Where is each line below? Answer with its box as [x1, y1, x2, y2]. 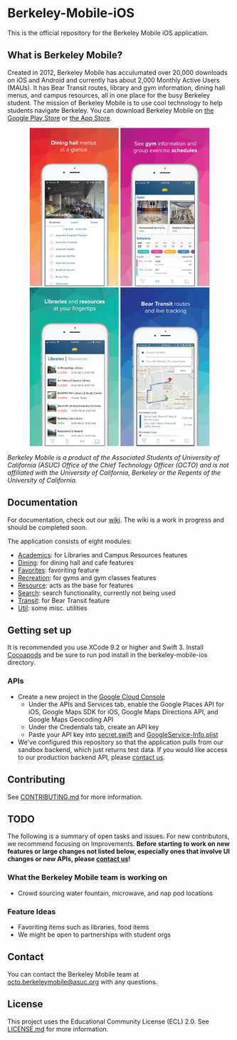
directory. [7, 658, 36, 667]
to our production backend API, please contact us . [17, 753, 166, 761]
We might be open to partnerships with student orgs [17, 930, 171, 939]
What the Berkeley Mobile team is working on [7, 872, 168, 882]
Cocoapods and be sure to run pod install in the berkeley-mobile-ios [7, 651, 208, 659]
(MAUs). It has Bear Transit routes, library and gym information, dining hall [7, 83, 226, 92]
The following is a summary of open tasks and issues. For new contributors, [7, 832, 230, 840]
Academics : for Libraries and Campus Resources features [17, 550, 187, 559]
